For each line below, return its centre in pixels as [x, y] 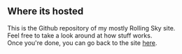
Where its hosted [45, 11]
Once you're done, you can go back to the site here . [82, 43]
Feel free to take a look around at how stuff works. [80, 35]
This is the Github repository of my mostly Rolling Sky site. [91, 28]
